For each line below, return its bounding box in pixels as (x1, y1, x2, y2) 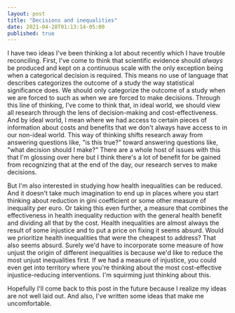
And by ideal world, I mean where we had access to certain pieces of (7, 116, 207, 125)
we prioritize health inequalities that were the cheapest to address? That (7, 234, 216, 242)
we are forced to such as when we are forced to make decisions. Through (7, 94, 221, 102)
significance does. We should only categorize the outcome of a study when (7, 86, 226, 95)
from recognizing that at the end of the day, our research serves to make (7, 160, 217, 169)
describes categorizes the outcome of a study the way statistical (7, 78, 194, 88)
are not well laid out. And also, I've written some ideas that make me (7, 292, 205, 300)
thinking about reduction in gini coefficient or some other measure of (7, 197, 207, 205)
